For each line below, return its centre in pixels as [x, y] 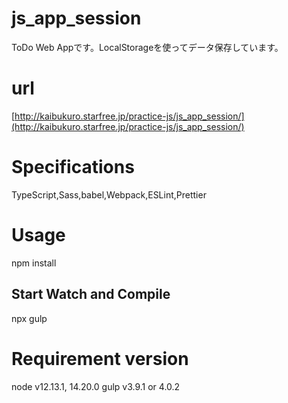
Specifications [73, 167]
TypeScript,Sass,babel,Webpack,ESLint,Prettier [109, 194]
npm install [34, 263]
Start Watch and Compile [91, 294]
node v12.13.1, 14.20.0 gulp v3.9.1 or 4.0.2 [96, 386]
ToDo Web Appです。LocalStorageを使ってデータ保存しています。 [147, 47]
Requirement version [100, 358]
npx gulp [29, 318]
